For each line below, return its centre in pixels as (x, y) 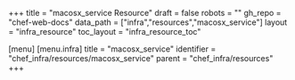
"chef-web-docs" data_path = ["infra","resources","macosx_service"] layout (148, 22)
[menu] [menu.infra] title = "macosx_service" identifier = (112, 49)
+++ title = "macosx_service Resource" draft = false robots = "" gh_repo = (145, 13)
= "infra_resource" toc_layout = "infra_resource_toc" (105, 32)
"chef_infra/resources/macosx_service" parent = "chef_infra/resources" (141, 58)
